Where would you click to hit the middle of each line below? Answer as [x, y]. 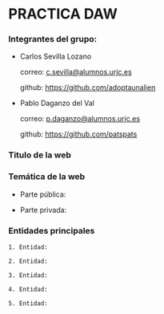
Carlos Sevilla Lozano [56, 56]
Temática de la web [47, 177]
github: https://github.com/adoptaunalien [88, 88]
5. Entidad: [28, 304]
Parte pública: [43, 194]
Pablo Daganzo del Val [57, 103]
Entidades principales [52, 230]
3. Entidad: [28, 275]
